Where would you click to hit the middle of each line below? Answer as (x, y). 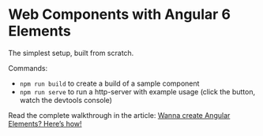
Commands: (28, 68)
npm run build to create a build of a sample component (109, 83)
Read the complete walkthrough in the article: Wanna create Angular (119, 115)
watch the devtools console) (66, 100)
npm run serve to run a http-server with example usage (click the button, (137, 91)
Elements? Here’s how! (45, 123)
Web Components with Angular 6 (120, 15)
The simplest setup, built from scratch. (71, 53)
